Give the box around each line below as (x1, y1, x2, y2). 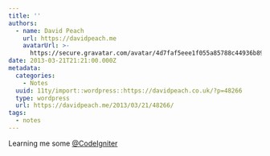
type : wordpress (15, 94, 70, 102)
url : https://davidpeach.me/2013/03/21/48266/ (15, 101, 174, 109)
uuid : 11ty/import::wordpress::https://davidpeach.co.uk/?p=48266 (15, 86, 243, 95)
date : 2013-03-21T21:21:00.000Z (8, 57, 117, 65)
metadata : (8, 64, 42, 72)
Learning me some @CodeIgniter (8, 138, 118, 148)
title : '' (8, 11, 42, 20)
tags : (8, 109, 27, 117)
